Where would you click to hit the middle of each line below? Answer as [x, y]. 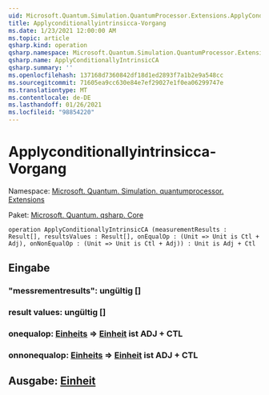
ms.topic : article [39, 38]
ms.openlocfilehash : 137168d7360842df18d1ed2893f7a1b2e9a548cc [116, 75]
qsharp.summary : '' [41, 68]
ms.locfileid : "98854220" [51, 113]
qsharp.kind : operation [48, 46]
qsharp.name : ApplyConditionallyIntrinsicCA [84, 61]
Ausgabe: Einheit [52, 381]
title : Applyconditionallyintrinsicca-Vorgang [87, 23]
